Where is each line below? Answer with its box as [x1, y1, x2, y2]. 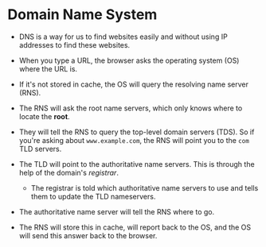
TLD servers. [18, 144, 62, 153]
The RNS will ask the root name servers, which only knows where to [18, 103, 243, 113]
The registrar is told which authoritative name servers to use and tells [30, 183, 259, 192]
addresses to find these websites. [18, 40, 131, 49]
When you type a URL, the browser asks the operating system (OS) [18, 56, 240, 65]
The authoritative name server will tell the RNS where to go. [18, 206, 215, 216]
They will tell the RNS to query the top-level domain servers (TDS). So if [18, 127, 255, 137]
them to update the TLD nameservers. [30, 191, 156, 201]
